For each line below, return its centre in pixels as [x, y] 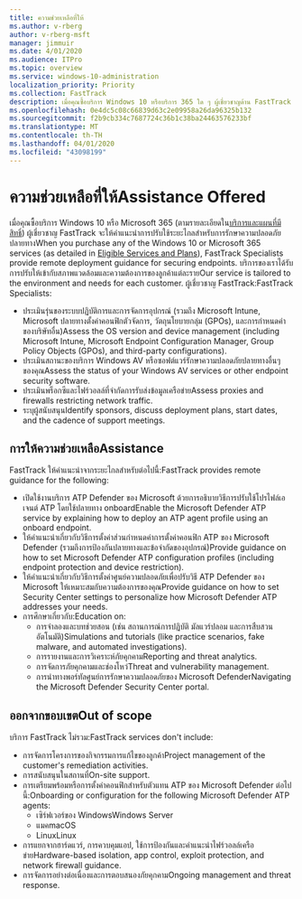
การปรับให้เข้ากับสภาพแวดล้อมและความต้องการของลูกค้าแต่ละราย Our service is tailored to [150, 273]
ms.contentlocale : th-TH [56, 136]
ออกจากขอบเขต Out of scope [81, 715]
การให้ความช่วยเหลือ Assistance [87, 448]
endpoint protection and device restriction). [103, 567]
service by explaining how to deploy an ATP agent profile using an [145, 518]
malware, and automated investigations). [111, 647]
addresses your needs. [65, 607]
